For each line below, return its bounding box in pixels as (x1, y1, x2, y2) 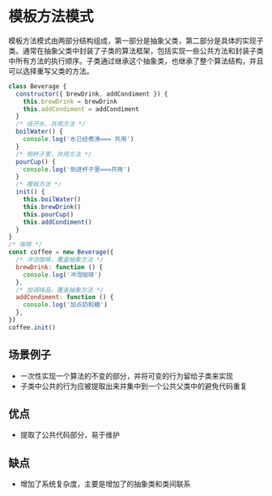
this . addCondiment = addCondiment (23, 105, 139, 113)
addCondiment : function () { (15, 293, 114, 301)
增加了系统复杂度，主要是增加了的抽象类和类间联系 (19, 479, 191, 489)
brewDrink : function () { (15, 263, 104, 272)
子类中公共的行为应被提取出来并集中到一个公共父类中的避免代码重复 (19, 381, 248, 391)
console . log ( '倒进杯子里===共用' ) (23, 165, 131, 173)
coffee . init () (8, 323, 57, 331)
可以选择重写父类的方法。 (8, 66, 94, 75)
